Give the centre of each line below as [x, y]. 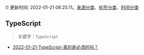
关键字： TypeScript [38, 36]
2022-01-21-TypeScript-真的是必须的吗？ [55, 47]
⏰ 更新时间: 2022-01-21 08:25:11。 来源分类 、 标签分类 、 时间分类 [72, 7]
